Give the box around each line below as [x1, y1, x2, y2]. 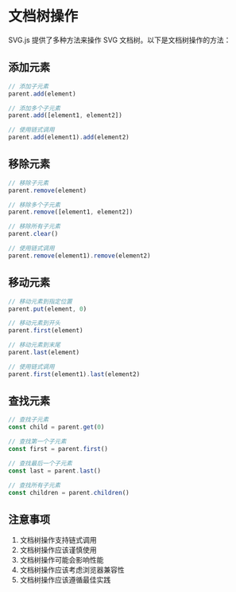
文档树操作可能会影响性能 [19, 555, 104, 565]
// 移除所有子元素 [8, 222, 61, 231]
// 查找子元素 [8, 416, 49, 424]
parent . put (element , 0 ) [8, 304, 87, 313]
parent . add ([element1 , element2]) [8, 112, 123, 120]
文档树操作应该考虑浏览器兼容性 [19, 565, 125, 574]
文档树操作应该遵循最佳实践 [19, 575, 111, 585]
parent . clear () [8, 230, 59, 238]
